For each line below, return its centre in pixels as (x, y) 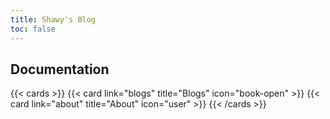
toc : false (33, 29)
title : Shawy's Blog (53, 19)
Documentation (60, 69)
